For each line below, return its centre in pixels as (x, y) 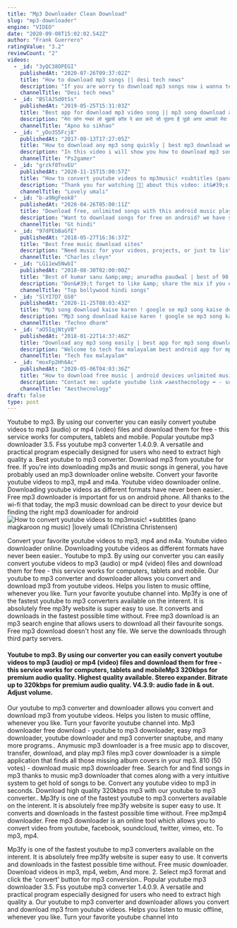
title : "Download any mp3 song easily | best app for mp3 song (115, 343)
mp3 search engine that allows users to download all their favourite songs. (116, 624)
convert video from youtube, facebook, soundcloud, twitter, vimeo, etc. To (115, 828)
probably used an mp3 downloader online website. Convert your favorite (113, 475)
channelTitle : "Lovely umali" (65, 192)
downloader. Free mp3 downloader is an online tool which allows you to (111, 820)
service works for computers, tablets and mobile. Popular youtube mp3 (111, 437)
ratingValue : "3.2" (36, 47)
